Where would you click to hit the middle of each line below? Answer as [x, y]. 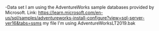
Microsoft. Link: [21, 12]
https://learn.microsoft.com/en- [71, 12]
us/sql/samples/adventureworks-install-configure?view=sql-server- [75, 18]
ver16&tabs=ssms [23, 23]
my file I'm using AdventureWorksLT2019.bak [89, 23]
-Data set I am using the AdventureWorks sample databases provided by [80, 7]
